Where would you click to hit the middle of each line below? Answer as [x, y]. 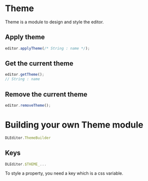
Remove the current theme [46, 94]
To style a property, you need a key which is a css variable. [64, 173]
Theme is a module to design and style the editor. [55, 22]
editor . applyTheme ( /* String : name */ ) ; [48, 48]
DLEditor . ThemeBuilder [28, 138]
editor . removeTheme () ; [28, 105]
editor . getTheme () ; [25, 75]
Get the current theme [39, 64]
